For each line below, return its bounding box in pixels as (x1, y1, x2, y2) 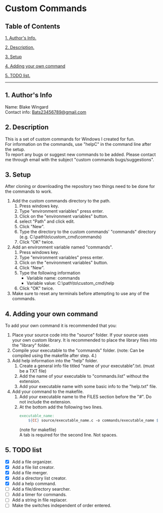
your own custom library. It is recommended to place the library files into (12, 337, 158, 343)
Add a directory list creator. (12, 475, 67, 481)
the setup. (5, 146, 25, 152)
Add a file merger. (12, 469, 49, 475)
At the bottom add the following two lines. (19, 404, 103, 410)
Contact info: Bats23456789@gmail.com (5, 109, 86, 115)
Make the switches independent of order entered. (12, 502, 112, 509)
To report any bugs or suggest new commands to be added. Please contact (5, 151, 156, 157)
